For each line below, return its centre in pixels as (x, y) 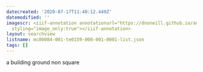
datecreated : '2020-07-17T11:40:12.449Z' (59, 12)
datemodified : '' (28, 17)
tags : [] (17, 46)
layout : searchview (31, 34)
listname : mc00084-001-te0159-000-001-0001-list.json (76, 40)
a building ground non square (43, 62)
